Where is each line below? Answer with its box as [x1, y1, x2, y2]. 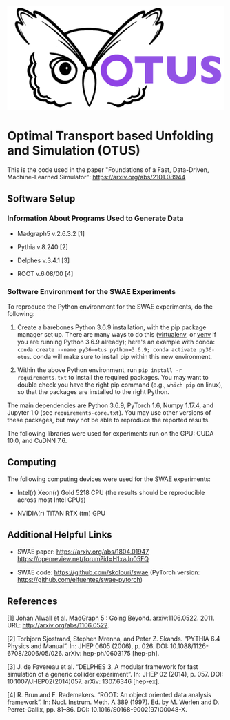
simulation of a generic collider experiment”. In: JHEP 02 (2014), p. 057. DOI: [7, 670, 224, 678]
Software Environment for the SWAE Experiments [7, 286, 176, 296]
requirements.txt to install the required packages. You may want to [17, 373, 209, 382]
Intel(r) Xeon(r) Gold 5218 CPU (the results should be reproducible [17, 488, 205, 496]
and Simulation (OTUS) [7, 143, 141, 159]
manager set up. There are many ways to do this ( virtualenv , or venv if [17, 331, 217, 339]
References [7, 596, 58, 607]
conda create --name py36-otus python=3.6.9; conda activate [17, 347, 197, 353]
